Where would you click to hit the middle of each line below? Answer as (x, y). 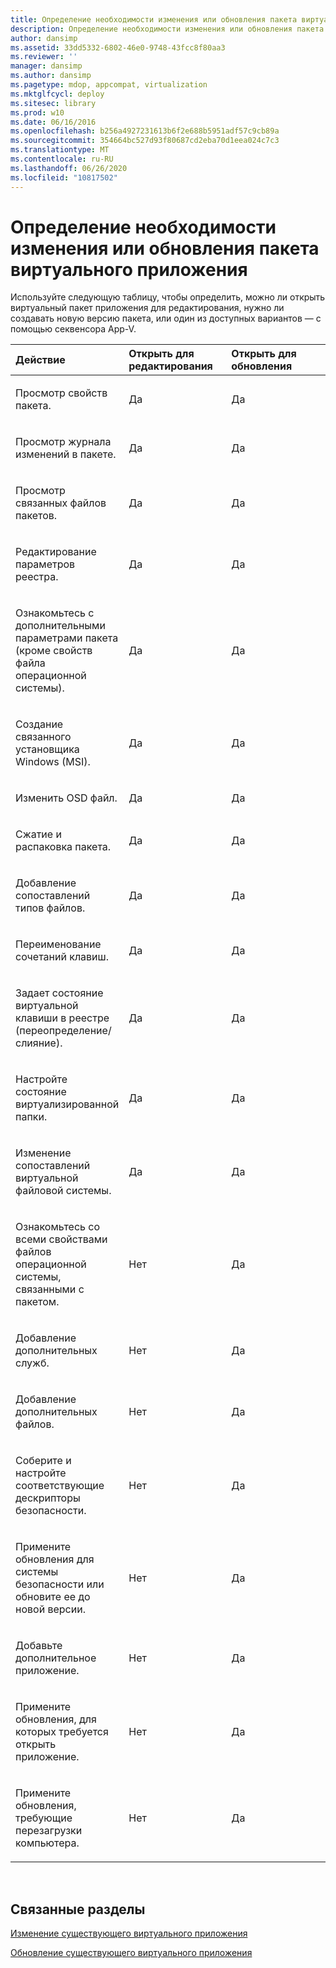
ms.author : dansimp (51, 76)
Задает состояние (59, 993)
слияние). (39, 1043)
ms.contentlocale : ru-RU (62, 159)
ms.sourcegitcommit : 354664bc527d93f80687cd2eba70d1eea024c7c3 (145, 141)
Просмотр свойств (61, 393)
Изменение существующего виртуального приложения (129, 1933)
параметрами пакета (67, 638)
